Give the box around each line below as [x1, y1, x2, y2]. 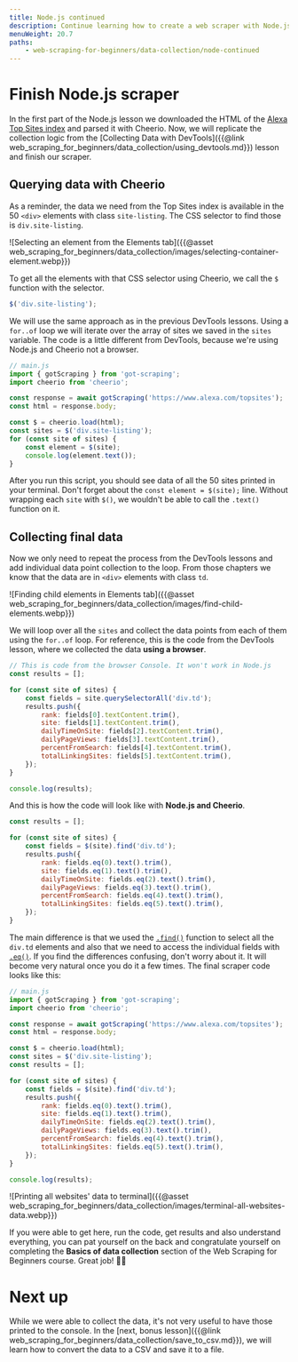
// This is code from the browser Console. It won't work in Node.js [9, 661, 272, 671]
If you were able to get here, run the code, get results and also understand [9, 1227, 281, 1238]
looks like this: [9, 969, 62, 980]
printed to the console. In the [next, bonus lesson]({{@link [9, 1326, 222, 1336]
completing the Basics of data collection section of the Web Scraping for [9, 1246, 278, 1257]
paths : [9, 37, 34, 47]
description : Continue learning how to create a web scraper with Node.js [9, 21, 292, 30]
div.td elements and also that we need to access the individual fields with [9, 941, 280, 952]
